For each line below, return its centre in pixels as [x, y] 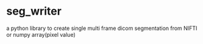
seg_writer [34, 11]
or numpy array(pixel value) [41, 34]
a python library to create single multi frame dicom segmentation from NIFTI [102, 28]
